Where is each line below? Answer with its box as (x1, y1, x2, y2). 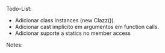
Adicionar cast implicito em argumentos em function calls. (14, 23, 160, 30)
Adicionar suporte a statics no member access (14, 30, 131, 37)
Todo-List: (6, 5, 32, 12)
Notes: (6, 42, 23, 48)
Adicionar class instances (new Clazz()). (14, 17, 116, 23)
